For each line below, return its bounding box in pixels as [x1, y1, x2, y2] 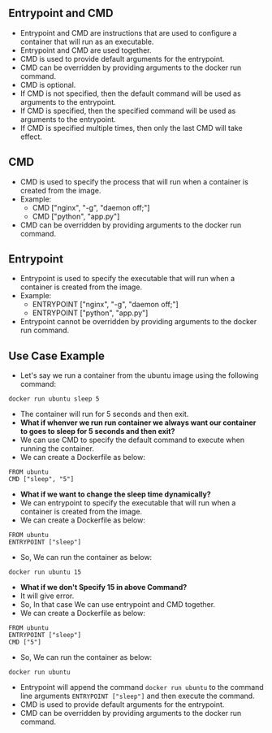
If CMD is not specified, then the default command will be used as [19, 89, 241, 98]
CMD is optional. [19, 80, 76, 89]
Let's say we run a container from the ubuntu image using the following [19, 371, 259, 380]
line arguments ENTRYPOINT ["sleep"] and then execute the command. [19, 691, 255, 701]
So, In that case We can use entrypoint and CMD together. [19, 600, 216, 609]
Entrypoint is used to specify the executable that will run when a [19, 274, 235, 284]
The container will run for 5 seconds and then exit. [19, 410, 189, 419]
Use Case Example [8, 349, 106, 362]
